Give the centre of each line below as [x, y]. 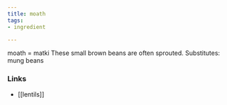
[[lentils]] [31, 94]
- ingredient [27, 27]
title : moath [27, 14]
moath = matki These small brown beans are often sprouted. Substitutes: [114, 53]
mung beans [26, 61]
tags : [15, 20]
